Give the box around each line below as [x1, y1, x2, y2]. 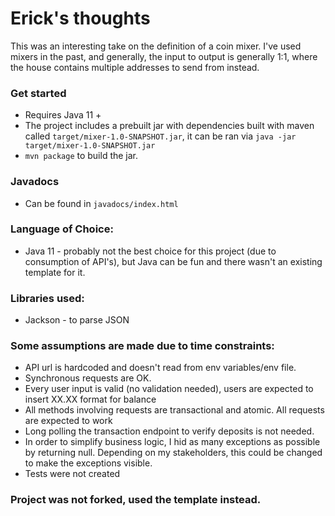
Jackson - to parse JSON [24, 314, 130, 326]
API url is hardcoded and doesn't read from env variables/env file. [24, 362, 297, 374]
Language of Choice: [10, 222, 114, 236]
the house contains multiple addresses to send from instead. [10, 61, 260, 73]
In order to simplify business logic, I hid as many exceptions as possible [24, 436, 321, 448]
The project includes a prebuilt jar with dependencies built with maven [24, 120, 315, 132]
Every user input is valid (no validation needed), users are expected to [24, 383, 314, 395]
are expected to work [24, 415, 113, 427]
